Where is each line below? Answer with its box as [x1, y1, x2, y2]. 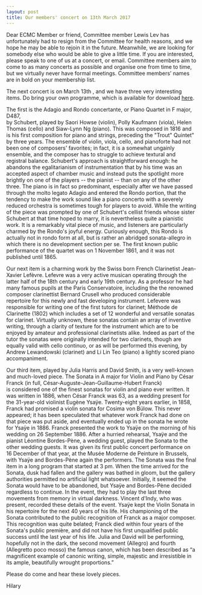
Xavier [6, 271, 22, 278]
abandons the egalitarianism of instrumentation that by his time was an [6, 164, 182, 171]
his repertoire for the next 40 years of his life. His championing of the [6, 507, 178, 515]
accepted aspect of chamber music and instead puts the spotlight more [6, 170, 184, 177]
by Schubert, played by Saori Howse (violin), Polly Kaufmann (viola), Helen [6, 118, 192, 126]
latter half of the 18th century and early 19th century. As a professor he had [6, 278, 193, 285]
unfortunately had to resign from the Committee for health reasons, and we [6, 37, 193, 45]
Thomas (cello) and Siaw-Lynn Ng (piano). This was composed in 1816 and [6, 125, 192, 132]
